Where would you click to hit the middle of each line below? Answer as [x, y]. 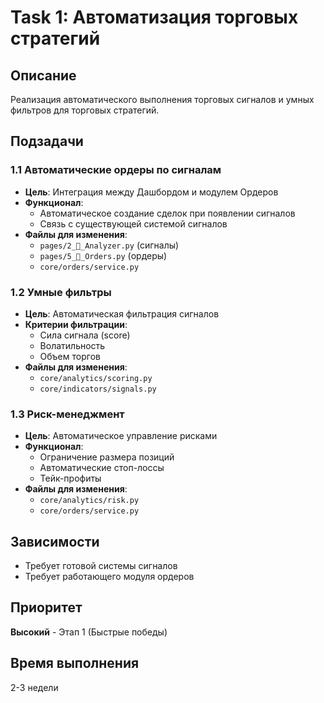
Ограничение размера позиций [107, 457]
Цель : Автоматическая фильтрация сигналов [122, 313]
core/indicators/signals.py [98, 389]
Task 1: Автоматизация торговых [154, 17]
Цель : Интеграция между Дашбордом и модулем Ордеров [151, 192]
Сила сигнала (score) [85, 335]
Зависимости [55, 541]
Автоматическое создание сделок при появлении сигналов [167, 213]
